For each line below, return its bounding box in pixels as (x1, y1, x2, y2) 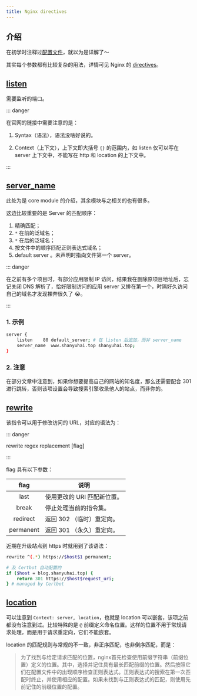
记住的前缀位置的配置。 (25, 683, 83, 691)
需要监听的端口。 (6, 95, 48, 102)
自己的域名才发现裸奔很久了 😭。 (6, 290, 86, 298)
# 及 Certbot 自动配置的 (6, 564, 62, 570)
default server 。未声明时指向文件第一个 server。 (14, 251, 134, 259)
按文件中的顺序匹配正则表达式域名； (14, 244, 103, 251)
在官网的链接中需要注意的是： (6, 119, 78, 126)
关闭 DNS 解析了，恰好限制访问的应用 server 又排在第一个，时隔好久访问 (11, 283, 188, 290)
